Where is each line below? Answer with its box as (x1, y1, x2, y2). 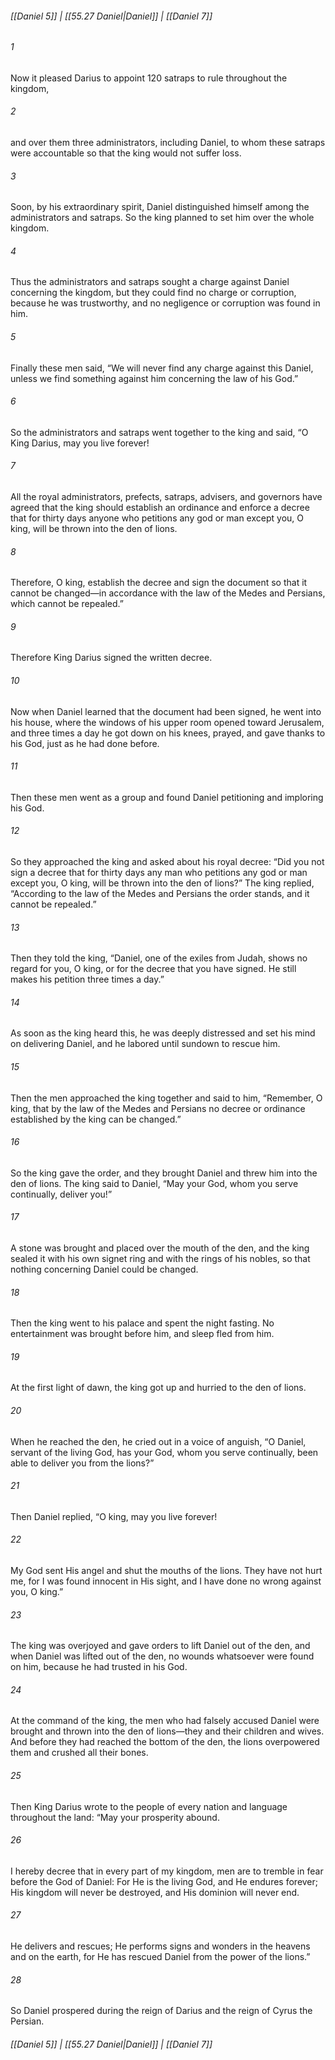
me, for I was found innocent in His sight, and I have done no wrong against (10, 1575, 322, 1587)
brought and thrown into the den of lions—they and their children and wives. (10, 1725, 325, 1737)
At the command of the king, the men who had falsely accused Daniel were (10, 1715, 320, 1727)
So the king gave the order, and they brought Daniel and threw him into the (10, 1167, 318, 1179)
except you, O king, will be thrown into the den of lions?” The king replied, (10, 877, 315, 889)
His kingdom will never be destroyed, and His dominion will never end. (10, 1886, 300, 1898)
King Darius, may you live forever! (10, 437, 150, 449)
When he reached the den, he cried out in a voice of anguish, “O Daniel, (10, 1435, 307, 1447)
